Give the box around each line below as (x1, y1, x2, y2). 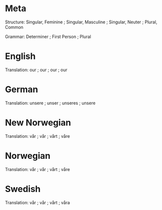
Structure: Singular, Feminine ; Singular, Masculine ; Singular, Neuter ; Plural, (5, 19, 158, 25)
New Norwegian (5, 117, 71, 128)
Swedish (5, 183, 41, 194)
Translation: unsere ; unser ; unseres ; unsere (5, 100, 96, 106)
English (5, 51, 36, 62)
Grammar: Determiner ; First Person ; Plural (5, 34, 91, 39)
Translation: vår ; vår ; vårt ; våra (5, 199, 70, 205)
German (5, 84, 38, 95)
